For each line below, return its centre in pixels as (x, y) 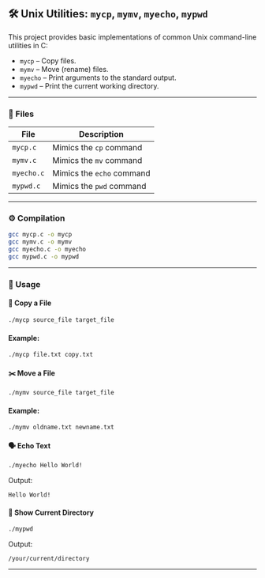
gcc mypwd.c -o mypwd (44, 257)
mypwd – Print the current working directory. (89, 85)
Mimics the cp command (97, 148)
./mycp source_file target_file (61, 320)
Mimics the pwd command (99, 187)
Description (101, 134)
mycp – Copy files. (48, 60)
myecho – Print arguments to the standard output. (98, 77)
